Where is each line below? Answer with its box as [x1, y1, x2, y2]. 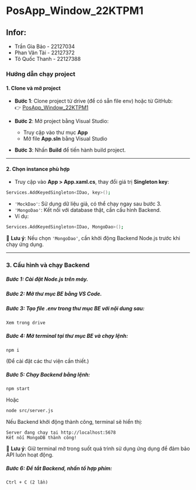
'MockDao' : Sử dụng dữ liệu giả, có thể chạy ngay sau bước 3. [14, 200, 162, 207]
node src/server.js [6, 408, 54, 414]
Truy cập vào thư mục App [23, 129, 88, 136]
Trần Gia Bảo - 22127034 [14, 43, 75, 50]
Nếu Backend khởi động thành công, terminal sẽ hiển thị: [6, 419, 143, 426]
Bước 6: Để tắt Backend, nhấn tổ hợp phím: [6, 464, 113, 472]
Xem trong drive [6, 320, 45, 325]
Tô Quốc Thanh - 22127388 [14, 56, 81, 62]
